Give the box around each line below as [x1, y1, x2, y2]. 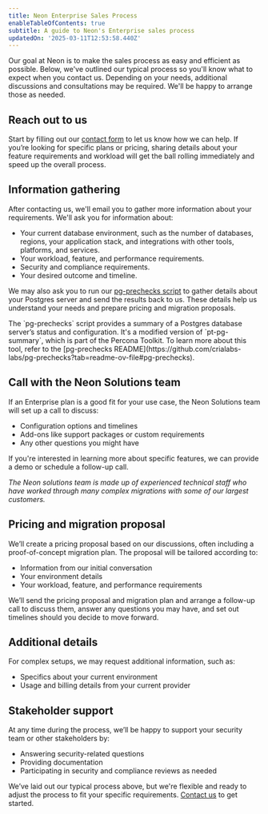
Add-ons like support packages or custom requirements [19, 429, 206, 439]
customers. [8, 494, 46, 504]
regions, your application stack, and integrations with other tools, [19, 237, 234, 246]
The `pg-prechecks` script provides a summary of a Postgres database [8, 318, 242, 328]
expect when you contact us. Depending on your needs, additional [8, 73, 228, 82]
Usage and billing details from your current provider [19, 680, 191, 690]
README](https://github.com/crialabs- [114, 344, 242, 353]
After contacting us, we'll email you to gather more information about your [8, 204, 252, 213]
